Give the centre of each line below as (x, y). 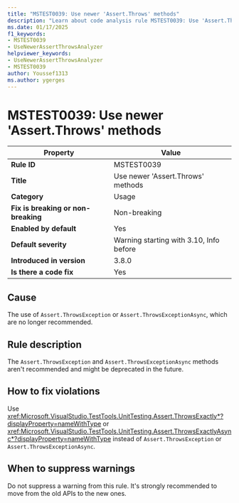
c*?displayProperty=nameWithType (59, 438)
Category (27, 197)
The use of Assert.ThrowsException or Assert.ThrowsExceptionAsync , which (117, 315)
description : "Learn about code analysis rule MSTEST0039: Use (103, 21)
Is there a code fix (42, 272)
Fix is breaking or (41, 208)
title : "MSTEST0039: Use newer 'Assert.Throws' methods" (94, 14)
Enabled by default (44, 229)
